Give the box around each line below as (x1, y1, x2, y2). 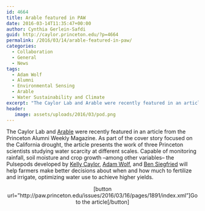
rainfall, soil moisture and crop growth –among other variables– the (6, 154, 174, 161)
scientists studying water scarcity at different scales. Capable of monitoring (6, 147, 197, 155)
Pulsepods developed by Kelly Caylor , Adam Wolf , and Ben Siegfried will (6, 160, 188, 168)
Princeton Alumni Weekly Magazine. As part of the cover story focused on (6, 135, 193, 142)
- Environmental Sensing (12, 83, 75, 89)
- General (12, 54, 37, 61)
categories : (6, 43, 37, 50)
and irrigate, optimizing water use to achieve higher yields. (6, 174, 154, 181)
